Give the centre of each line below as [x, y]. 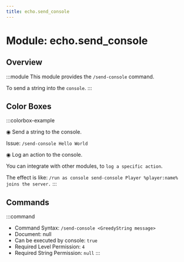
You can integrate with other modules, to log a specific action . [84, 166]
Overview [24, 62]
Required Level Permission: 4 [50, 247]
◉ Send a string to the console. [44, 132]
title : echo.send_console [38, 11]
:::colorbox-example [30, 121]
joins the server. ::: [31, 184]
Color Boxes [29, 107]
